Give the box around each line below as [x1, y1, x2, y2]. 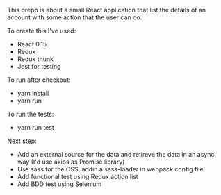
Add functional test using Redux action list [17, 173, 139, 180]
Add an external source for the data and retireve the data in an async [17, 151, 215, 158]
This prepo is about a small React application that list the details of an [7, 6, 206, 14]
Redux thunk [17, 55, 54, 63]
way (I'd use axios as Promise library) [17, 158, 125, 166]
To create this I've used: [7, 27, 76, 35]
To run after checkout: [7, 76, 71, 84]
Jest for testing [17, 62, 61, 70]
